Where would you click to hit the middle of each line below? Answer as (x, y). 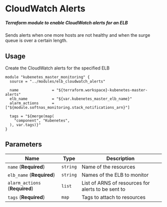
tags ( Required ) (26, 197)
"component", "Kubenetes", (42, 120)
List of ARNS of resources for (116, 183)
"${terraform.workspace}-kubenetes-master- (102, 90)
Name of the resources (109, 167)
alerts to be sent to (104, 189)
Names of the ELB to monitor (115, 175)
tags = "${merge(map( (32, 116)
